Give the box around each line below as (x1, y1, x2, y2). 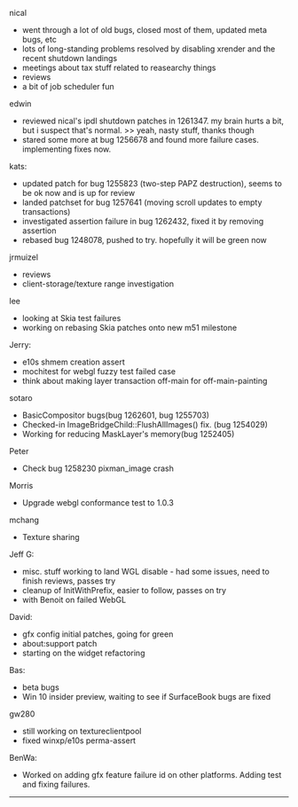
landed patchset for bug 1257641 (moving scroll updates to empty (21, 197, 263, 208)
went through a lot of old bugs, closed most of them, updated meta (21, 25, 268, 35)
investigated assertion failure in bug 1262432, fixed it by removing (21, 216, 264, 226)
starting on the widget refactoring (21, 647, 145, 658)
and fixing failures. (21, 780, 90, 789)
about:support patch (21, 639, 98, 648)
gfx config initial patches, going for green (21, 629, 174, 639)
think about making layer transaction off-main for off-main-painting (21, 376, 268, 386)
